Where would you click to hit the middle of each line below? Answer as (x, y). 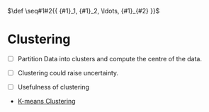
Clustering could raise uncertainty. (68, 73)
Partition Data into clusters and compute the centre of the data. (109, 58)
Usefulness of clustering (53, 87)
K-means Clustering (46, 101)
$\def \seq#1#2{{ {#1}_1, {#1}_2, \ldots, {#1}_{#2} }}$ (84, 11)
